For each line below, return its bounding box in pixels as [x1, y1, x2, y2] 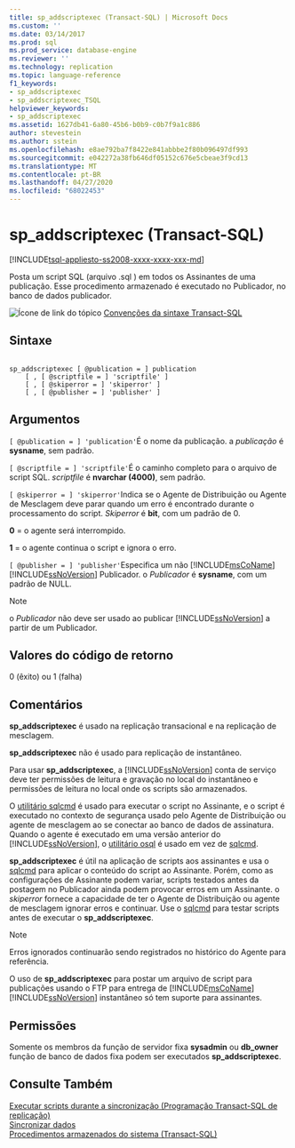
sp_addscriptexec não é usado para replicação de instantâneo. [9, 747, 243, 758]
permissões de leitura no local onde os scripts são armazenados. [9, 784, 248, 794]
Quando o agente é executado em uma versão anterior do [9, 829, 221, 840]
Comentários [9, 697, 84, 712]
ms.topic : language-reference [9, 71, 122, 80]
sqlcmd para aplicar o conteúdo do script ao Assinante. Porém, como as [9, 865, 274, 876]
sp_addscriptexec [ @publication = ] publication [9, 364, 197, 373]
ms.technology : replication [9, 63, 114, 72]
